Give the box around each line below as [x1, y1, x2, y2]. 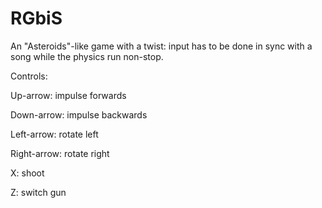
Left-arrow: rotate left [10, 128, 99, 140]
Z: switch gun [10, 186, 67, 198]
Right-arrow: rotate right [10, 147, 110, 159]
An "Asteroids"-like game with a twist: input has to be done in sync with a [10, 40, 313, 52]
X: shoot [10, 167, 45, 179]
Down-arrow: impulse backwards [10, 108, 148, 121]
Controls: [10, 70, 48, 82]
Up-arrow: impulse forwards [10, 89, 127, 101]
